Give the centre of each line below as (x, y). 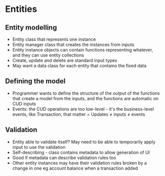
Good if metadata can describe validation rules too (64, 158)
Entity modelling (31, 28)
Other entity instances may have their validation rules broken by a (80, 163)
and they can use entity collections (48, 55)
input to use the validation (39, 147)
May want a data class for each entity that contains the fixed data (79, 66)
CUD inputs (24, 104)
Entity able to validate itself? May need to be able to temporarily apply (84, 142)
